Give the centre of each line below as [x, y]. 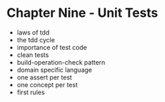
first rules [31, 92]
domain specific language [54, 70]
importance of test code [52, 47]
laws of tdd [33, 32]
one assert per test [44, 77]
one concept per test [47, 84]
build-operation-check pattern [61, 62]
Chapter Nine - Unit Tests [82, 13]
